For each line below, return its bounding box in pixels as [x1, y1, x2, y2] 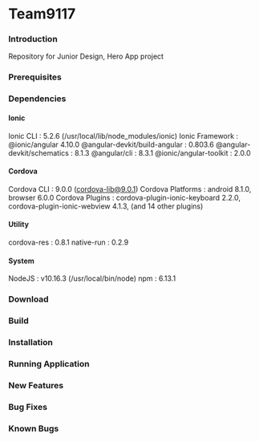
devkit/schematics [8, 148, 70, 157]
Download [8, 294, 50, 305]
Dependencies [8, 93, 67, 104]
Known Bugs [8, 423, 59, 434]
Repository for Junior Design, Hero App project [8, 51, 164, 61]
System [8, 256, 34, 266]
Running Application [8, 358, 90, 369]
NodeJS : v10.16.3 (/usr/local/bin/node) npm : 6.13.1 [8, 274, 176, 283]
